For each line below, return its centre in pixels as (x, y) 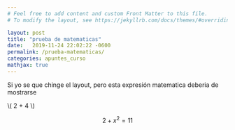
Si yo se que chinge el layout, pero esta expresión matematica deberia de (113, 85)
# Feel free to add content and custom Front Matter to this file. (108, 14)
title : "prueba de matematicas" (54, 39)
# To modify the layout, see (50, 20)
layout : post (26, 33)
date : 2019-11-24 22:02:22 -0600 (59, 46)
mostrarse (22, 92)
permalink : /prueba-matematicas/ (56, 52)
